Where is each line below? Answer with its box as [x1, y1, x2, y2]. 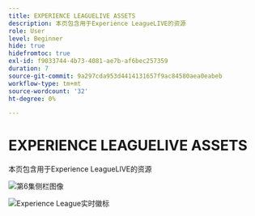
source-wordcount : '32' [8, 87, 89, 95]
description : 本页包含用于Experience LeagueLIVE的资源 [8, 19, 186, 28]
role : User [8, 27, 45, 35]
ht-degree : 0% [8, 95, 57, 103]
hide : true [8, 42, 45, 50]
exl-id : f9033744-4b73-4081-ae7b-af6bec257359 [8, 57, 168, 66]
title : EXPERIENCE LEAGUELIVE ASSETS [8, 11, 136, 20]
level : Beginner [8, 34, 63, 43]
